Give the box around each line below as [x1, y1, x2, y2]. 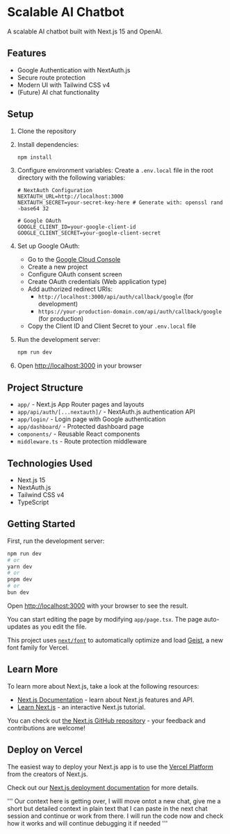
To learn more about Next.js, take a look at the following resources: [7, 682, 199, 690]
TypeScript [17, 498, 49, 506]
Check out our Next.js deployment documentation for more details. [7, 783, 199, 792]
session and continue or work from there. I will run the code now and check [7, 812, 224, 820]
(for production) [38, 315, 84, 323]
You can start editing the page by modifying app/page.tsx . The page [7, 615, 203, 623]
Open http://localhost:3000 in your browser [17, 361, 142, 370]
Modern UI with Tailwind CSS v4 [17, 81, 110, 89]
